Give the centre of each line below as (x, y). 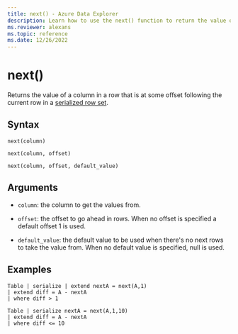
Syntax (23, 125)
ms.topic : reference (38, 34)
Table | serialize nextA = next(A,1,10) (68, 311)
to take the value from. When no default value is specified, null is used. (121, 247)
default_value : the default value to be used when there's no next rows (120, 240)
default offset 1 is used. (52, 226)
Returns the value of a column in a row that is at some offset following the (115, 95)
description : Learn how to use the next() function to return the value (117, 21)
